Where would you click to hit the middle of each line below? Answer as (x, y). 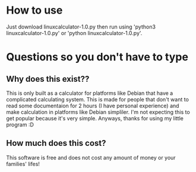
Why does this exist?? (48, 79)
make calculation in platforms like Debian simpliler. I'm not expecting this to (98, 112)
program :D (20, 125)
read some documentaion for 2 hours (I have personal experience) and (93, 106)
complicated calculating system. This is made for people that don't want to (97, 99)
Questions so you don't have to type (97, 57)
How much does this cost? (56, 143)
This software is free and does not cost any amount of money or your (91, 157)
